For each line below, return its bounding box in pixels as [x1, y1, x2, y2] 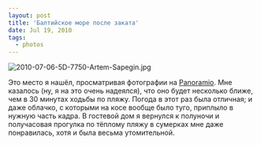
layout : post [8, 11, 51, 20]
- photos [15, 41, 44, 49]
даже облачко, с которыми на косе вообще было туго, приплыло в [8, 103, 234, 113]
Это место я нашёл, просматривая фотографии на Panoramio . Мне [8, 78, 233, 87]
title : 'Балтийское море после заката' [8, 19, 140, 27]
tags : [8, 33, 26, 42]
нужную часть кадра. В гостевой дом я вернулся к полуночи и [8, 111, 220, 121]
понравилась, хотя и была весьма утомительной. [8, 128, 175, 138]
